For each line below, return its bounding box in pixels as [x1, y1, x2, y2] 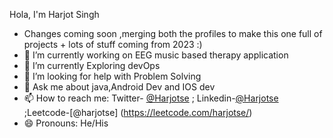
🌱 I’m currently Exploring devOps [23, 60, 161, 71]
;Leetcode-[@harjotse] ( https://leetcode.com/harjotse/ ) [23, 107, 253, 118]
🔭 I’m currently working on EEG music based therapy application [23, 49, 289, 61]
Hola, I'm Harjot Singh [9, 9, 100, 20]
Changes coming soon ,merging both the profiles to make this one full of [23, 28, 323, 39]
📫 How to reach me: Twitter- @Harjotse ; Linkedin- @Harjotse [23, 92, 279, 104]
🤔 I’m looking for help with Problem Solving [23, 70, 202, 82]
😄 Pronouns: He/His [23, 117, 109, 129]
